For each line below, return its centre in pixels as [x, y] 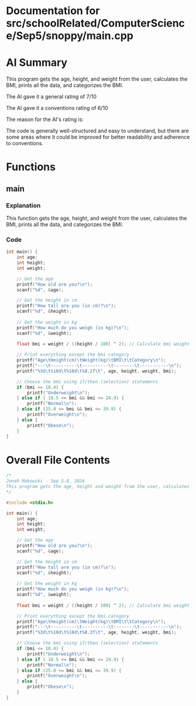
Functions [31, 167]
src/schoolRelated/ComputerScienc [96, 23]
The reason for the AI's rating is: [45, 119]
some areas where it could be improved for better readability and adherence [98, 137]
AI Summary [37, 63]
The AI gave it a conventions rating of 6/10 [57, 108]
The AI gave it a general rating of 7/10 [51, 97]
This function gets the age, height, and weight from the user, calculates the [97, 218]
